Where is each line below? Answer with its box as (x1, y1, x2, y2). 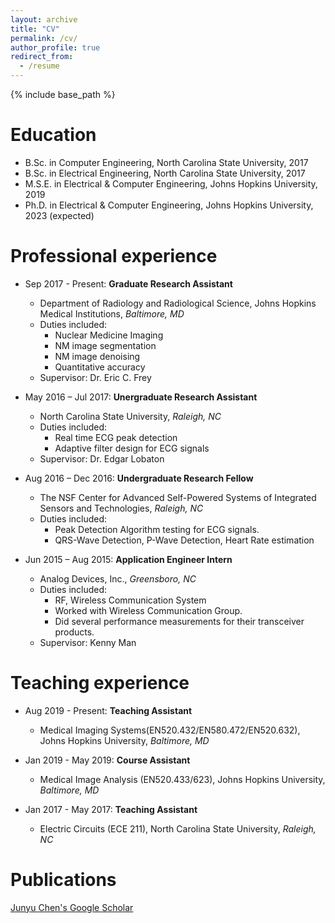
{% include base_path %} (10, 89, 116, 100)
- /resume (19, 61, 60, 71)
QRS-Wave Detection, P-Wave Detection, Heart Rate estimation (54, 534, 315, 546)
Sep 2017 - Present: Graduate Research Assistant (24, 277, 233, 290)
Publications (10, 869, 117, 891)
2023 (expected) (24, 209, 95, 221)
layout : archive (10, 14, 78, 25)
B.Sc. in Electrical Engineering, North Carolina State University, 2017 (24, 167, 306, 179)
